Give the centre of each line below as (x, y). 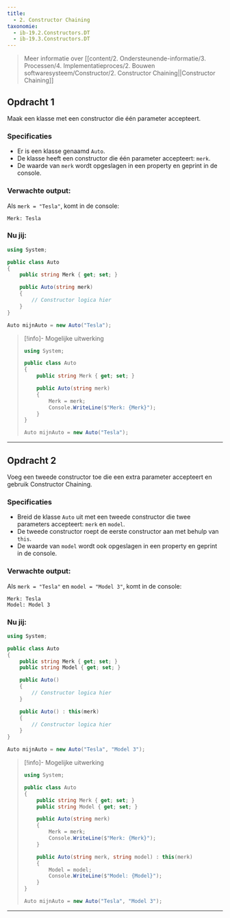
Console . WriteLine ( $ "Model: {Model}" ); (106, 876)
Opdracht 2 (32, 460)
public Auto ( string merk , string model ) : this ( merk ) (115, 857)
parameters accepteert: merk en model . (71, 524)
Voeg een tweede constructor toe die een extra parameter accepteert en (110, 477)
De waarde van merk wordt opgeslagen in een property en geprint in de (117, 166)
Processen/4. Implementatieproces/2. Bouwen (89, 66)
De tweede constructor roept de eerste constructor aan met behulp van (118, 532)
